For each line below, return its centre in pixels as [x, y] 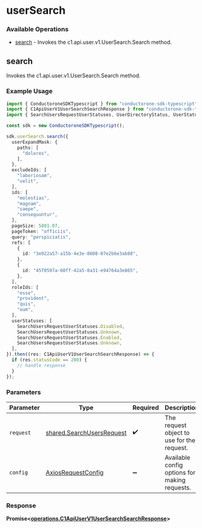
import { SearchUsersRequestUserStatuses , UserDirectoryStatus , [88, 115]
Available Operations [38, 29]
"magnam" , [29, 204]
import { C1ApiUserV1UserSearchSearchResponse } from [75, 109]
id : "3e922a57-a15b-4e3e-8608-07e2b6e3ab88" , [80, 254]
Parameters [23, 392]
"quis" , [26, 304]
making [175, 480]
